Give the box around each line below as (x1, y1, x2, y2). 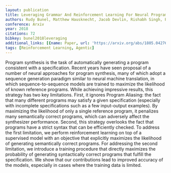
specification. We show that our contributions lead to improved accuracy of (5, 156, 163, 163)
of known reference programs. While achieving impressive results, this (5, 86, 153, 92)
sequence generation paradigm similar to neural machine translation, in (5, 75, 155, 81)
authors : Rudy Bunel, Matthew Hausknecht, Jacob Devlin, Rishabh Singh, (5, 17, 163, 22)
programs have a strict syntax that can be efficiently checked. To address (5, 124, 160, 130)
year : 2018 (5, 26, 28, 32)
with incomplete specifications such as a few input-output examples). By (5, 102, 158, 108)
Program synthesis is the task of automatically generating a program (5, 59, 149, 65)
